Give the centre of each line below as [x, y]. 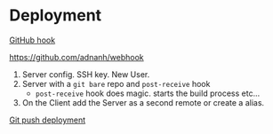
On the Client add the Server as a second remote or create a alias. [143, 102]
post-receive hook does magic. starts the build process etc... [148, 93]
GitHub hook [32, 40]
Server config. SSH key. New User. [86, 74]
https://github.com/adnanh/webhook [76, 57]
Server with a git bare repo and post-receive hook [116, 83]
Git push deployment [48, 120]
